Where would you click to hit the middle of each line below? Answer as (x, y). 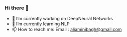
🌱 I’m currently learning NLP (41, 24)
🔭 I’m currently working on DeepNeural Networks (62, 19)
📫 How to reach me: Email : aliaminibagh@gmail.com (67, 30)
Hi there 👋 (17, 8)
